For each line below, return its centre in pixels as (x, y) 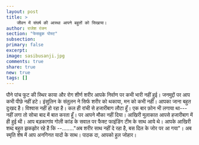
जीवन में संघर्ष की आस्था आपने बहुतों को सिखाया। (62, 23)
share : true (21, 67)
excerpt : (17, 51)
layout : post (22, 12)
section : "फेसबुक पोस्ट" (32, 34)
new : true (18, 72)
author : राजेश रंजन (26, 28)
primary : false (25, 45)
